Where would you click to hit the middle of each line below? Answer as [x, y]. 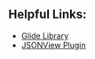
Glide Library [45, 35]
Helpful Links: [47, 15]
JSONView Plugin [53, 45]
